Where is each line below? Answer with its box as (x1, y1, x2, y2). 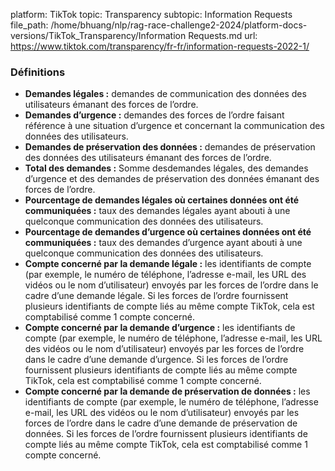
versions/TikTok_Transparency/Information (10, 30, 187, 41)
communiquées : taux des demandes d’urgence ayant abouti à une (24, 237, 303, 249)
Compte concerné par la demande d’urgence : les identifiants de (24, 322, 296, 334)
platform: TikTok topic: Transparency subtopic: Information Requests (10, 9, 293, 20)
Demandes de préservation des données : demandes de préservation (24, 141, 316, 153)
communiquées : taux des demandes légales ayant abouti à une (24, 205, 291, 217)
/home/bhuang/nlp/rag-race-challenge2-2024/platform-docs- (50, 19, 308, 31)
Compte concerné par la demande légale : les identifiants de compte (24, 258, 312, 270)
